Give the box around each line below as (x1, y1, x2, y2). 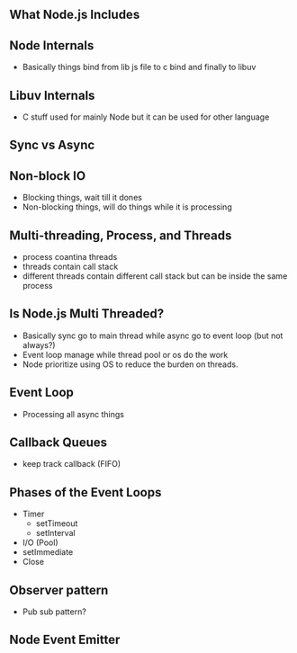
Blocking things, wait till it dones (22, 192, 142, 203)
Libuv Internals (9, 87, 95, 103)
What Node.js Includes (9, 7, 140, 22)
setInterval (35, 528, 76, 539)
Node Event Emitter (9, 632, 121, 648)
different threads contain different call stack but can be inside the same (22, 271, 288, 282)
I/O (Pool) (22, 537, 58, 548)
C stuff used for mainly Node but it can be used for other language (22, 112, 270, 122)
